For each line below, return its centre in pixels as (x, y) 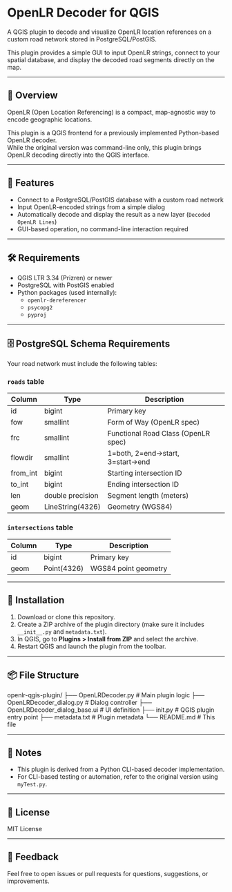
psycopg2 (40, 308)
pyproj (37, 316)
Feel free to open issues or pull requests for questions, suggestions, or (108, 873)
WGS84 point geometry (129, 568)
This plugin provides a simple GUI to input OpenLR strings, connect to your (114, 52)
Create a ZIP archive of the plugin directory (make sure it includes (111, 624)
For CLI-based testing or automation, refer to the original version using (118, 777)
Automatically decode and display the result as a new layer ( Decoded (114, 214)
